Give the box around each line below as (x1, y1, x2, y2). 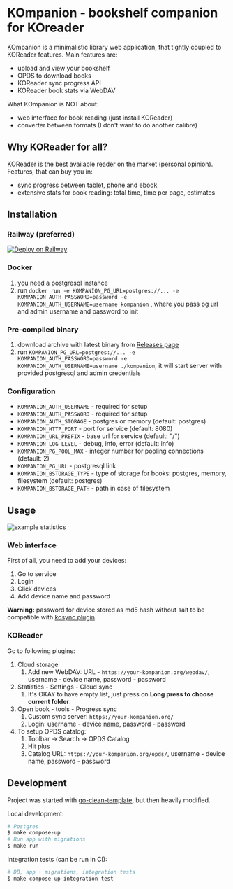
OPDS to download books (17, 71, 92, 80)
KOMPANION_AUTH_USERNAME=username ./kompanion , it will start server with (17, 362, 222, 370)
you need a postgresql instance (17, 279, 108, 287)
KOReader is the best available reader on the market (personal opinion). (7, 160, 213, 168)
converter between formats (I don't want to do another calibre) (17, 120, 197, 129)
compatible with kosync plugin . (7, 613, 97, 622)
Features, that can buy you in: (7, 167, 93, 176)
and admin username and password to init (17, 307, 139, 316)
